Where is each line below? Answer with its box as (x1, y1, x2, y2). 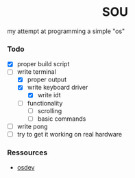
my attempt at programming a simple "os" (7, 27, 125, 35)
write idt (37, 91, 61, 99)
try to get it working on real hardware (16, 130, 122, 138)
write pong (16, 122, 48, 130)
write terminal (16, 68, 56, 76)
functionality (27, 99, 63, 107)
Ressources (7, 148, 48, 157)
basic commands (37, 115, 86, 123)
